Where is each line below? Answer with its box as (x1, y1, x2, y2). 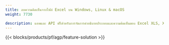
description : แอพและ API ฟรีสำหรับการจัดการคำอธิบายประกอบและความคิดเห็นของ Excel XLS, (5, 21, 160, 26)
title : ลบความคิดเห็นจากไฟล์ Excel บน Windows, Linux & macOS (5, 7, 125, 12)
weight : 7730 (5, 12, 33, 17)
